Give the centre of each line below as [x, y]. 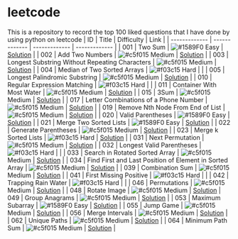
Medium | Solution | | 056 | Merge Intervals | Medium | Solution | [118, 213]
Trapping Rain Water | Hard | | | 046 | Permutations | [100, 182]
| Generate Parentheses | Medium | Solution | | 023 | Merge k [113, 130]
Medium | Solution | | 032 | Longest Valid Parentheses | [121, 145]
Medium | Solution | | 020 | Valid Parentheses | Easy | [135, 115]
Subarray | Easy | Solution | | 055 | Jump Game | [95, 205]
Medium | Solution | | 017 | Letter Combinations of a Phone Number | [108, 99]
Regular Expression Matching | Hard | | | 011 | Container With [112, 84]
